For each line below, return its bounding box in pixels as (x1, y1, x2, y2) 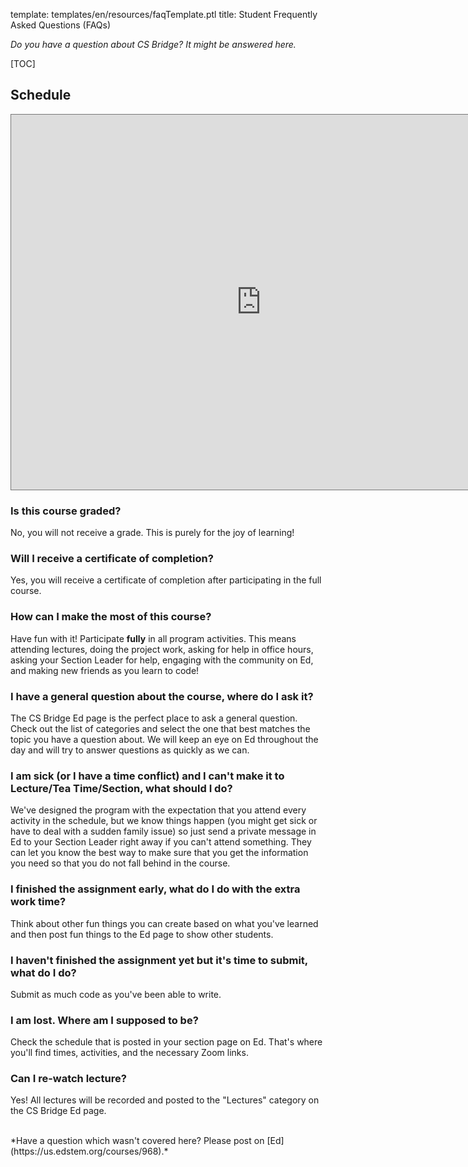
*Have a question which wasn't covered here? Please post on (10, 1135, 265, 1147)
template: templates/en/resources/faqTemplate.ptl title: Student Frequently (10, 9, 318, 20)
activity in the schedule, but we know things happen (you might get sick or (10, 815, 318, 827)
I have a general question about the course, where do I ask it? (10, 689, 314, 703)
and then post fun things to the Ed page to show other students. (10, 928, 274, 940)
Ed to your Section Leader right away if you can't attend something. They (10, 836, 312, 848)
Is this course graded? (10, 504, 122, 518)
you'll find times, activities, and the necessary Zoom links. (10, 1047, 249, 1059)
